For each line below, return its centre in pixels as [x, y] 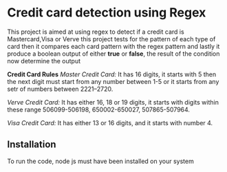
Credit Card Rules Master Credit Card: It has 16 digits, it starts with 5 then [112, 74]
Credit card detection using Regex [107, 13]
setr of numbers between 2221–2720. [60, 89]
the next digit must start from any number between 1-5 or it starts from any [113, 81]
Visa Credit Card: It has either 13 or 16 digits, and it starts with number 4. [110, 122]
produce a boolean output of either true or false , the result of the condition [113, 54]
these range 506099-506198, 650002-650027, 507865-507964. [99, 109]
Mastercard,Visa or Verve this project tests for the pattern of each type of [111, 39]
